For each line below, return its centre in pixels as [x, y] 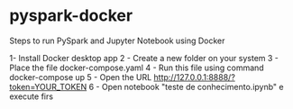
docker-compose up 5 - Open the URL [81, 77]
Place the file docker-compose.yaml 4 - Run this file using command [137, 68]
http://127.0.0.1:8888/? [195, 77]
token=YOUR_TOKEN [48, 86]
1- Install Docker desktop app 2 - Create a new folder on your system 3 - [144, 58]
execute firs [32, 96]
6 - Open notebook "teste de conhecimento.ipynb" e [186, 86]
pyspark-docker [71, 16]
